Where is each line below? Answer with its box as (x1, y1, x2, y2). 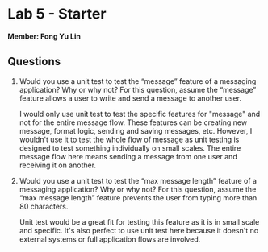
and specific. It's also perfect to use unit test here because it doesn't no (19, 225, 259, 235)
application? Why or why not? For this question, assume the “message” (19, 85, 257, 94)
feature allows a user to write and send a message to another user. (19, 93, 242, 103)
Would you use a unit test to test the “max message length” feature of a (19, 176, 258, 185)
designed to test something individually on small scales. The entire (19, 143, 241, 153)
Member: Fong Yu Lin (7, 31, 82, 41)
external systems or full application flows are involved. (19, 234, 201, 244)
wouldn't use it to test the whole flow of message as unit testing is (19, 134, 240, 144)
